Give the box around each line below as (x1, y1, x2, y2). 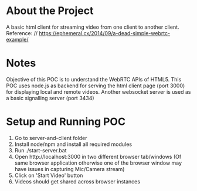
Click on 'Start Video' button (14, 172, 83, 179)
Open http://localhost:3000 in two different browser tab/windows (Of (14, 153, 182, 160)
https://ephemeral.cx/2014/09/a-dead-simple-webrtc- (39, 29, 171, 36)
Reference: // (6, 29, 38, 36)
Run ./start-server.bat (14, 146, 67, 154)
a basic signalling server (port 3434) (6, 94, 95, 101)
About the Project (6, 4, 94, 18)
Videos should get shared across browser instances (14, 178, 141, 185)
